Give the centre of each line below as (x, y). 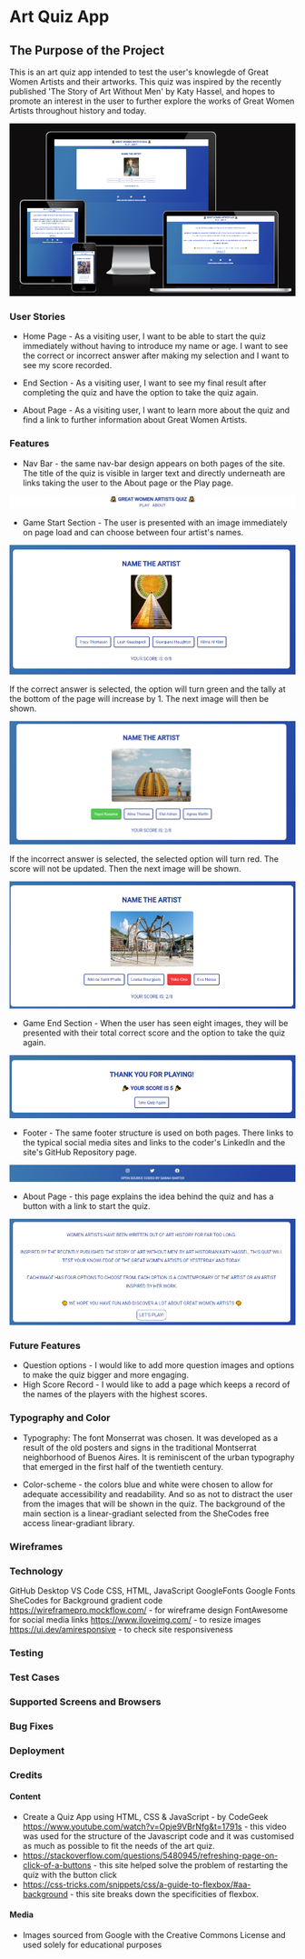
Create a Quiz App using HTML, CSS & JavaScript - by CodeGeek (145, 1816)
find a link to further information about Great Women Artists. (135, 420)
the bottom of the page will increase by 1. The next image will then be (139, 698)
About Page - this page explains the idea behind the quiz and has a (148, 1196)
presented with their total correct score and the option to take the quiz (154, 1033)
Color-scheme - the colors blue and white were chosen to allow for (148, 1484)
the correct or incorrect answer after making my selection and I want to (156, 355)
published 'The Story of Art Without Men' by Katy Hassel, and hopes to (142, 91)
